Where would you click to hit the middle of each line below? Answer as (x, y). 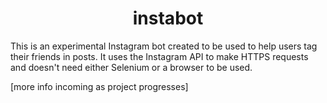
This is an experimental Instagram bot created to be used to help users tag (164, 46)
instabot (168, 18)
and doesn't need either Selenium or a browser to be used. (131, 67)
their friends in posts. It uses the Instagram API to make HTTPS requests (159, 56)
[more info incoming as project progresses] (99, 86)
